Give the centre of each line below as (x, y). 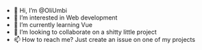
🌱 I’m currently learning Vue (53, 25)
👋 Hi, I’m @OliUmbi (40, 10)
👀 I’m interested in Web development (65, 18)
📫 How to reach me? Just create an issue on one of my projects (104, 40)
